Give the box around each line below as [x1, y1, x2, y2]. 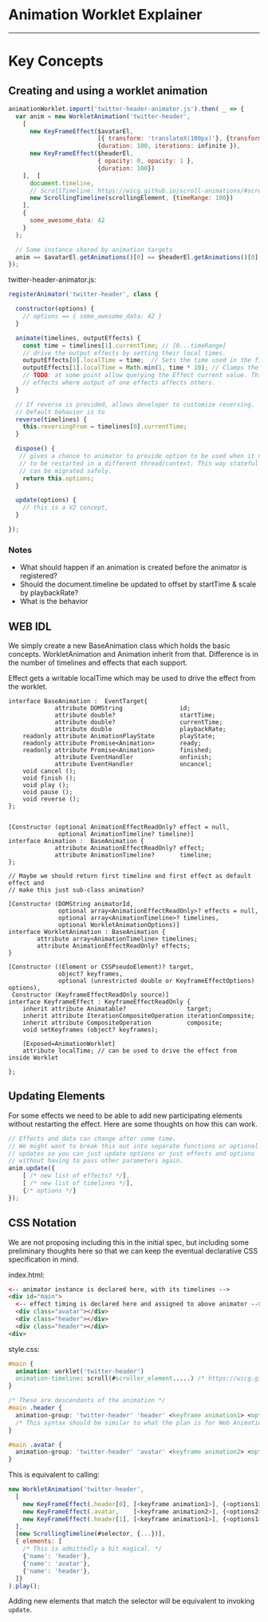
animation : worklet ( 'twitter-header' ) [15, 1367, 145, 1375]
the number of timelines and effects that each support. [8, 658, 188, 668]
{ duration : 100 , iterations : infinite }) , [97, 142, 241, 150]
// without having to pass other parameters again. [8, 1157, 183, 1165]
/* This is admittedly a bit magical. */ [22, 1544, 162, 1553]
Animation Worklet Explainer [8, 6, 203, 24]
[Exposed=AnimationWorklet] [22, 1040, 116, 1048]
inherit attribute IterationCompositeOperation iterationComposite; [22, 1012, 255, 1020]
